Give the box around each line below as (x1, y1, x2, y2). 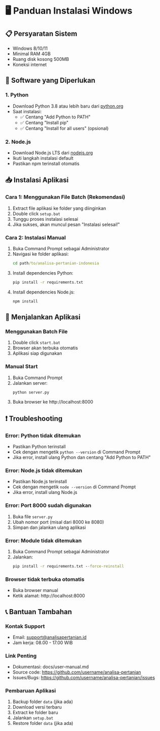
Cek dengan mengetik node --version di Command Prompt (12, 484, 136, 490)
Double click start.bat (12, 340, 61, 346)
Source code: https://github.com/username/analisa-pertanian (12, 669, 141, 675)
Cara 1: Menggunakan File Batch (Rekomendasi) (5, 193, 126, 201)
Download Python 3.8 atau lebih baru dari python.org (12, 103, 124, 109)
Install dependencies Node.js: (12, 289, 75, 295)
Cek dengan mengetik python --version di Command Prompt (12, 449, 141, 455)
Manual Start (5, 363, 38, 370)
